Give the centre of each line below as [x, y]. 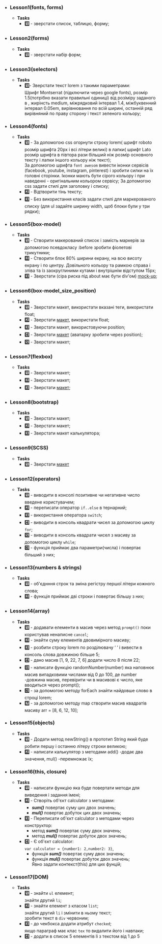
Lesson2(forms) [29, 38]
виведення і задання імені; [53, 795]
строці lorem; [38, 697]
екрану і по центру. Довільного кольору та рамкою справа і [87, 266]
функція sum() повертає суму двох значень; [78, 854]
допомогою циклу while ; [50, 542]
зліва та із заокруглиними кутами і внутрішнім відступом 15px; [90, 270]
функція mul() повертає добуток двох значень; [81, 859]
